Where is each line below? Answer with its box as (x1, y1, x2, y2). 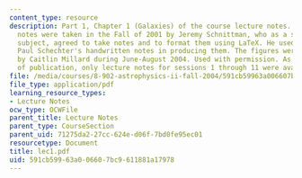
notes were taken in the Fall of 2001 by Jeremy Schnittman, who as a (17, 30, 288, 39)
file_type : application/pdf (9, 80, 115, 89)
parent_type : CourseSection (9, 122, 115, 131)
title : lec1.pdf (9, 147, 70, 156)
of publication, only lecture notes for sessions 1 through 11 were (17, 64, 280, 73)
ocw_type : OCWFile (9, 105, 78, 114)
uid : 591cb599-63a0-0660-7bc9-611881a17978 (9, 155, 175, 165)
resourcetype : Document (9, 138, 99, 147)
